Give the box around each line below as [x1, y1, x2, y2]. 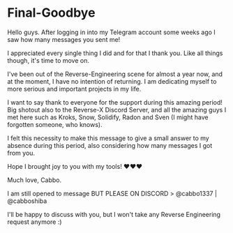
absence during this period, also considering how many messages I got [7, 141, 213, 149]
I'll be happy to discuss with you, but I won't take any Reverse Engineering [7, 210, 221, 218]
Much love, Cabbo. [7, 176, 62, 184]
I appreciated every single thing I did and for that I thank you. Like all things [7, 49, 223, 57]
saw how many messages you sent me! [7, 35, 121, 43]
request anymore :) [7, 218, 62, 226]
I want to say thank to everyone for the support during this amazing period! [7, 98, 223, 106]
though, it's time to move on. [7, 56, 89, 64]
